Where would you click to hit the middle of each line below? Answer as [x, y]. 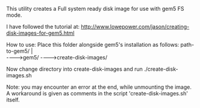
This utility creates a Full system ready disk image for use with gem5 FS [95, 9]
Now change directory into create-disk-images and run [75, 69]
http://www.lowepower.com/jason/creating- [135, 27]
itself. [13, 100]
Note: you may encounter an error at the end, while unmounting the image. [99, 87]
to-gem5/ [18, 51]
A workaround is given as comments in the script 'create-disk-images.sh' [97, 93]
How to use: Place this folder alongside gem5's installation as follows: [93, 45]
